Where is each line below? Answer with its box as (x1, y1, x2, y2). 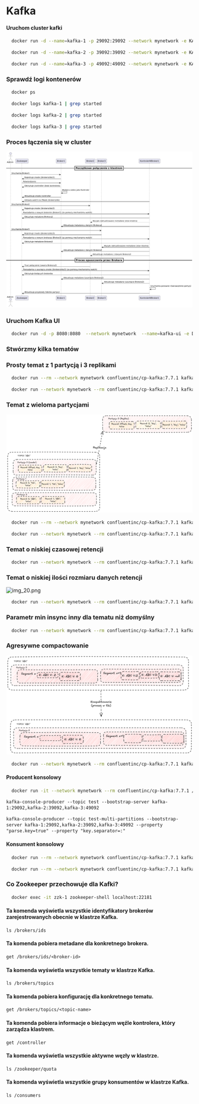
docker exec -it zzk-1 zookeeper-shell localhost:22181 (11, 894, 152, 900)
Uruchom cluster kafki (6, 24, 62, 31)
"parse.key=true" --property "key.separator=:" (6, 828, 126, 834)
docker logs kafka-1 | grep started (11, 101, 102, 107)
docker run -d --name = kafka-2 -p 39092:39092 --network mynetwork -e (11, 49, 187, 56)
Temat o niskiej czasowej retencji (6, 545, 104, 553)
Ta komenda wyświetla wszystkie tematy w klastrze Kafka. (6, 966, 155, 973)
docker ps (11, 89, 36, 96)
